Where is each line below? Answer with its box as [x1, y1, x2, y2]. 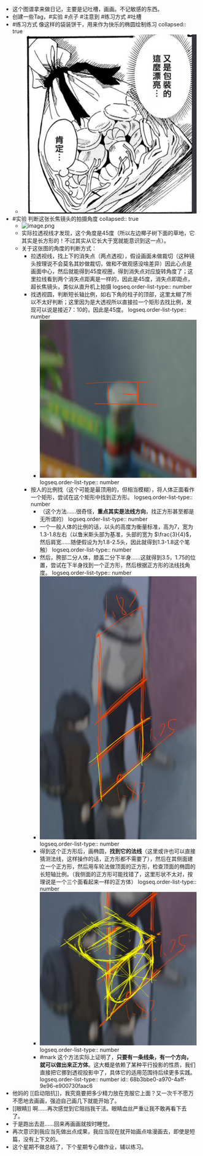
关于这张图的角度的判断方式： [21, 244, 97, 252]
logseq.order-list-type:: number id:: [39, 1076, 129, 1083]
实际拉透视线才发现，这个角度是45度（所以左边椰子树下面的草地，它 [21, 229, 195, 236]
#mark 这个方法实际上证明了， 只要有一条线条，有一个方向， [39, 1053, 192, 1060]
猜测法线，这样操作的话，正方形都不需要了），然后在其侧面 [39, 855, 188, 863]
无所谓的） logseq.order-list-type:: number [39, 515, 148, 523]
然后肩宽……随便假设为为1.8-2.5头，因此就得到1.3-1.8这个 [39, 538, 185, 545]
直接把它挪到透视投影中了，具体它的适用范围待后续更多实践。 [39, 1068, 196, 1076]
